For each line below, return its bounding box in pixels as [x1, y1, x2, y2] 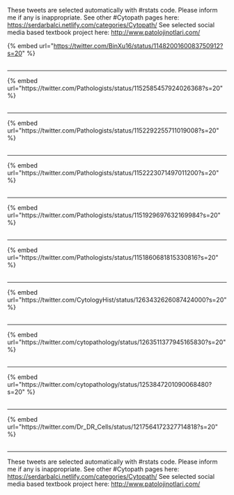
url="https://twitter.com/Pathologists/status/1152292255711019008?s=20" [7, 126, 219, 135]
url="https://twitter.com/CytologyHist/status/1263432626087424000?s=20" [7, 296, 227, 304]
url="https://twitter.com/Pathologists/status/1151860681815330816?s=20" [7, 253, 219, 261]
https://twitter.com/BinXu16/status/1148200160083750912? [53, 42, 224, 50]
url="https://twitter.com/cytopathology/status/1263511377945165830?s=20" [7, 338, 226, 346]
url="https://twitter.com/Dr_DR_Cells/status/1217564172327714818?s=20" [7, 422, 218, 431]
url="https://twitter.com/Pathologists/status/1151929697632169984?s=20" [7, 211, 221, 219]
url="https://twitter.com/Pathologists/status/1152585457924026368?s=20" [7, 84, 224, 92]
